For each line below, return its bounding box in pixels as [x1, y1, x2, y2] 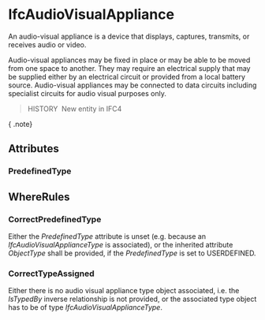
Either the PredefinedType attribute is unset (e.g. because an [8, 231, 207, 241]
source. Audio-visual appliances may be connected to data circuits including [8, 80, 257, 90]
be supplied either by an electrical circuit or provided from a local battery [8, 72, 246, 81]
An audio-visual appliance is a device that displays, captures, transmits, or [8, 32, 250, 41]
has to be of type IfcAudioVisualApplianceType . [8, 303, 163, 312]
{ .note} [8, 119, 33, 128]
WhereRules [8, 190, 70, 203]
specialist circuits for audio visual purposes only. [8, 88, 167, 98]
